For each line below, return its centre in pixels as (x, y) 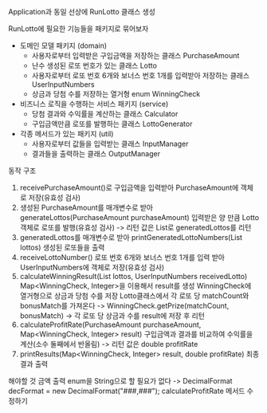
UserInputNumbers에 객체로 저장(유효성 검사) (92, 267)
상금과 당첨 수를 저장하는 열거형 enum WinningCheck (116, 94)
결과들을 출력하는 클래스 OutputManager (96, 153)
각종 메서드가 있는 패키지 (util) (67, 134)
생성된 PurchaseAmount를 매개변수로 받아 (86, 207)
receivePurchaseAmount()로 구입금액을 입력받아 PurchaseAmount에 (129, 187)
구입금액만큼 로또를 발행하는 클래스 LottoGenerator (112, 124)
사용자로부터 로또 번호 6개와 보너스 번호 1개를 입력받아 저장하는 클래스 (140, 75)
